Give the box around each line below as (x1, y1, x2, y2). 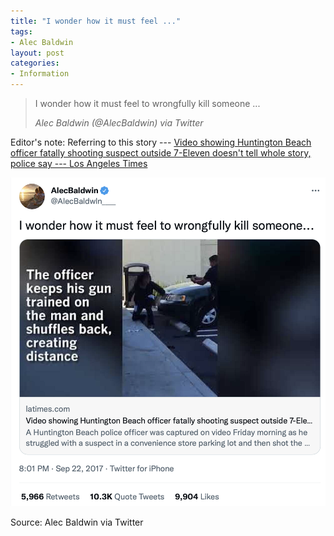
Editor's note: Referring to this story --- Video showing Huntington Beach (10, 136, 312, 148)
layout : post (10, 48, 65, 58)
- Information (10, 69, 70, 79)
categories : (10, 58, 60, 69)
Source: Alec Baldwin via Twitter (10, 516, 144, 529)
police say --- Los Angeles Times (10, 158, 148, 169)
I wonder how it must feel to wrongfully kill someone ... (34, 98, 261, 109)
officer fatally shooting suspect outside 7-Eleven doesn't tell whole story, (10, 147, 312, 159)
